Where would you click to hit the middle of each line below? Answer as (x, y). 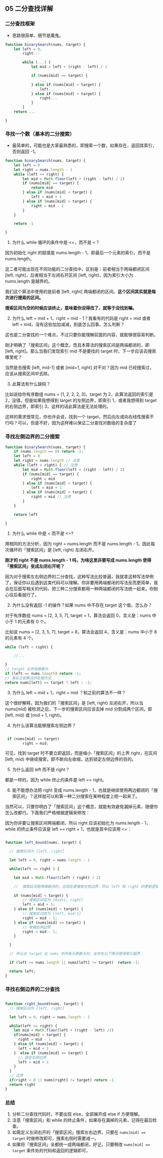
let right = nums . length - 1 (43, 170)
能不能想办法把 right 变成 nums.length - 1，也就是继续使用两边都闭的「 (83, 790)
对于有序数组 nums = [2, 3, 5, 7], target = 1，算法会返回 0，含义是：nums (78, 615)
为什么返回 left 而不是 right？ (41, 770)
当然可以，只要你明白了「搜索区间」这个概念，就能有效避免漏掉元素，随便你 (81, 807)
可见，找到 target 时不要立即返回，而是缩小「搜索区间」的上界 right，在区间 (81, 753)
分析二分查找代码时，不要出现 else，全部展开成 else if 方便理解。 (77, 1114)
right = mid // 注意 (51, 497)
